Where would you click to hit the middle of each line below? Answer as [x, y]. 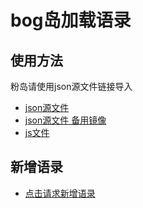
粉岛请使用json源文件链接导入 [71, 86]
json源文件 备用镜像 [65, 120]
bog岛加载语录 [71, 20]
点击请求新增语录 [60, 193]
